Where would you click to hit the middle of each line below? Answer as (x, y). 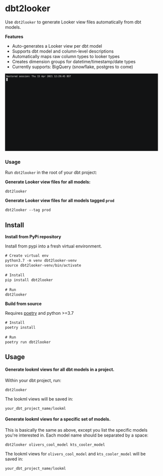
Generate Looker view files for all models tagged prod (60, 201)
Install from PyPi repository (33, 237)
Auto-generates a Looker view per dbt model (57, 46)
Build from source (24, 304)
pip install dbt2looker (29, 280)
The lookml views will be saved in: (39, 399)
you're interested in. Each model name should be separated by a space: (77, 435)
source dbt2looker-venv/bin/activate (43, 266)
